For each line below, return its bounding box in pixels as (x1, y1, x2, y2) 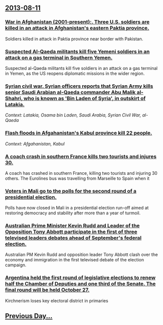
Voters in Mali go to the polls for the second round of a (5, 187, 137, 194)
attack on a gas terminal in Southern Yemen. (5, 54, 113, 61)
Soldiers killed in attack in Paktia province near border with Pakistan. (5, 36, 143, 42)
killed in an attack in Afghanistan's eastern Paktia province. (5, 24, 149, 31)
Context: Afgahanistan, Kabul (5, 140, 65, 146)
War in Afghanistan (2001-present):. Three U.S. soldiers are (5, 19, 150, 25)
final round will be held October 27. (5, 286, 90, 293)
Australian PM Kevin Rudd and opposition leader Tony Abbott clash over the (5, 252, 158, 257)
